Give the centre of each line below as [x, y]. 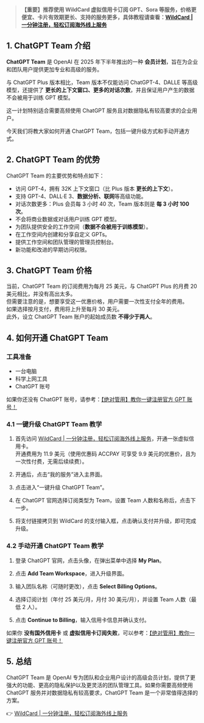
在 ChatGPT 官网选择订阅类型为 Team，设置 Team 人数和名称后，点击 [103, 500]
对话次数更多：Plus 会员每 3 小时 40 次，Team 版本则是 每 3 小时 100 [102, 204]
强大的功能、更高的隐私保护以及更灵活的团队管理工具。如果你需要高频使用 [100, 685]
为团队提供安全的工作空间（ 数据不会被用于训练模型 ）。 [83, 226]
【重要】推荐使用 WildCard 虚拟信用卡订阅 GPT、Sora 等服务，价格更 [109, 9]
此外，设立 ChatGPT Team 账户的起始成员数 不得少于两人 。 [81, 317]
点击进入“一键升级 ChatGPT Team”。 [61, 488]
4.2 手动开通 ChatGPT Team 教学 [55, 546]
